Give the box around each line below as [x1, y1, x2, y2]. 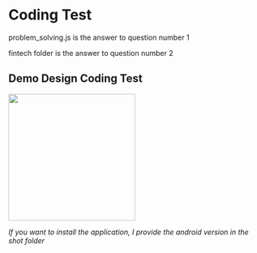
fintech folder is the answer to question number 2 [8, 48, 173, 58]
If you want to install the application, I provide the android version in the [8, 227, 249, 237]
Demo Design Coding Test [8, 71, 143, 86]
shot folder [8, 235, 45, 245]
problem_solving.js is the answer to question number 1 [8, 32, 190, 42]
